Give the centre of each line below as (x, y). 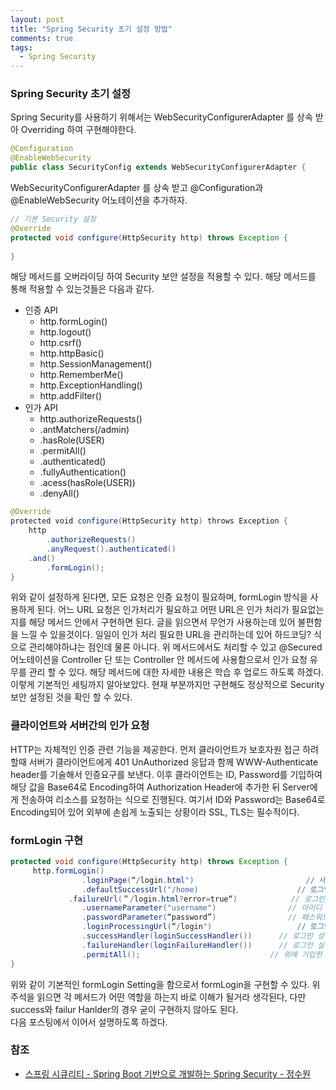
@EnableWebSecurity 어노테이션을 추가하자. (99, 200)
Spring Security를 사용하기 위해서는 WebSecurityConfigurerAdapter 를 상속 (161, 117)
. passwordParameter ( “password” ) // (189, 917)
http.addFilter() (70, 396)
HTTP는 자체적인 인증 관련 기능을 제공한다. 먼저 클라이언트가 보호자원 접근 (155, 749)
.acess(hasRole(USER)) (87, 483)
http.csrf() (60, 343)
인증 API (41, 310)
